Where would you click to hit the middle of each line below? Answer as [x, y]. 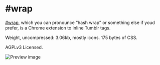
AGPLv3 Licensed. [24, 47]
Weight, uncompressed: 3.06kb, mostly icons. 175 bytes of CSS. [71, 37]
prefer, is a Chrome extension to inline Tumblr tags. [58, 27]
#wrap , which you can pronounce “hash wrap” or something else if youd [80, 22]
